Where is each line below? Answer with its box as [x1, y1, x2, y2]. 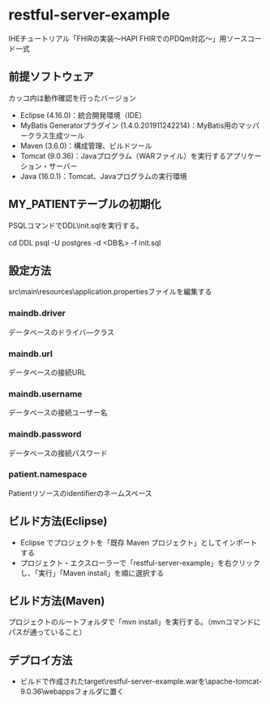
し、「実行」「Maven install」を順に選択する [19, 567, 165, 578]
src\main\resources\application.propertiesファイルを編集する [8, 287, 212, 297]
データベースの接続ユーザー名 [8, 408, 108, 418]
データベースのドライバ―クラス [8, 327, 115, 337]
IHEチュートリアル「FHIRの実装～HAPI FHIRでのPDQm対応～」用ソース [8, 33, 248, 43]
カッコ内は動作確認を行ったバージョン [8, 93, 136, 102]
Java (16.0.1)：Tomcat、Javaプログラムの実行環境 [19, 171, 187, 180]
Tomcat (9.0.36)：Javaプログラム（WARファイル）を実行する [19, 150, 227, 160]
